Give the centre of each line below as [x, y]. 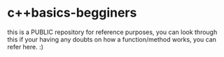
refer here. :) [26, 47]
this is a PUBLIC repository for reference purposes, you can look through [112, 32]
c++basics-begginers [72, 13]
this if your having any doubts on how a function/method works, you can [112, 39]
